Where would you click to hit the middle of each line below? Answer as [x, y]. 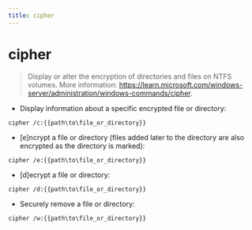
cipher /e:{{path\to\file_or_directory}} [77, 160]
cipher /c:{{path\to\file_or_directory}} [77, 123]
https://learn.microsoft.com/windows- [181, 84]
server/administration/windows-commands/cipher [109, 93]
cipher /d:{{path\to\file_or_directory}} [77, 189]
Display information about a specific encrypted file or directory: [123, 108]
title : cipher [32, 15]
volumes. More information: [72, 84]
